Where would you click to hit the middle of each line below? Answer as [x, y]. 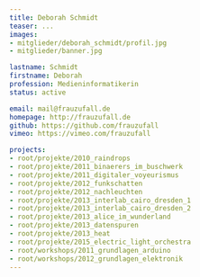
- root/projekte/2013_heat [60, 234]
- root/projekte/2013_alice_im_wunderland [90, 217]
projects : [28, 150]
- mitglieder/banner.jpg [56, 51]
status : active [38, 92]
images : [24, 34]
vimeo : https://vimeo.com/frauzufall [80, 134]
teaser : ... [32, 26]
